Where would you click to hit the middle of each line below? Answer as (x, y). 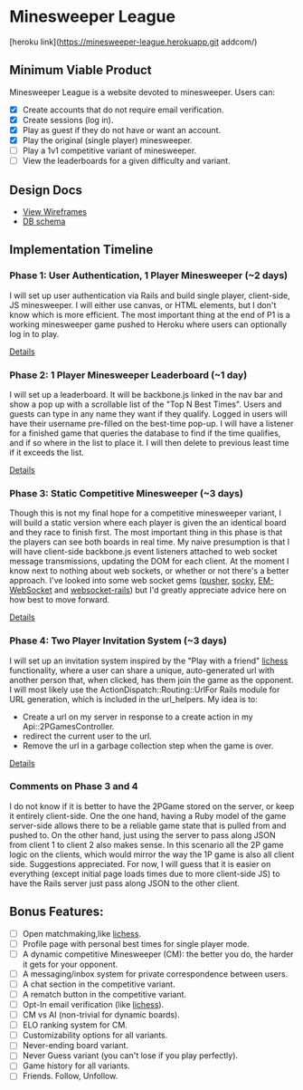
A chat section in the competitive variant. (99, 984)
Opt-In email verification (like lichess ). (93, 1004)
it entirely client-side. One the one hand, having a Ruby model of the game (148, 815)
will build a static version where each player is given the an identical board (148, 523)
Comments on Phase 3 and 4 (74, 786)
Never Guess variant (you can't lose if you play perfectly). (130, 1056)
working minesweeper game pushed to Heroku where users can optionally (148, 324)
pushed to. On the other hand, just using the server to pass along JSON (142, 834)
